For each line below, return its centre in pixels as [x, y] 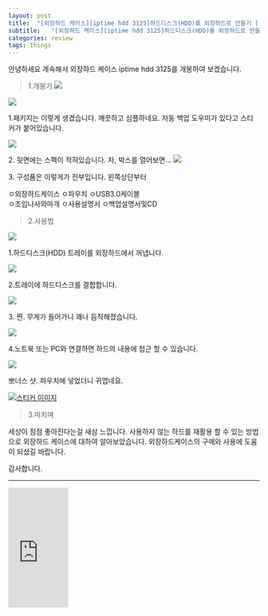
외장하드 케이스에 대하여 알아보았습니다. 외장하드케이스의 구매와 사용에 [133, 442]
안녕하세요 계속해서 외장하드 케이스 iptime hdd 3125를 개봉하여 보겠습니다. [125, 70]
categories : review [41, 38]
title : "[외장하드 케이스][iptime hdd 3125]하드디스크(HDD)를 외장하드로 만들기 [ [134, 23]
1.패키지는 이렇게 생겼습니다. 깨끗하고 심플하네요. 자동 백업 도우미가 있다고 [124, 118]
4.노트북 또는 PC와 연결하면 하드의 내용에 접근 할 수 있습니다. [103, 349]
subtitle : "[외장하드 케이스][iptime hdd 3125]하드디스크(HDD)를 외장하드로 [127, 30]
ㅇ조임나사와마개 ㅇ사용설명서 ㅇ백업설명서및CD [83, 204]
